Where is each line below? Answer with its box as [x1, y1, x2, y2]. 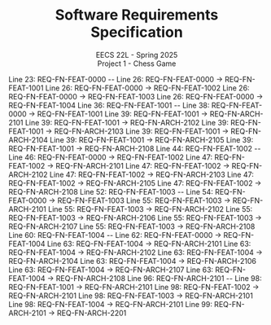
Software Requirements [55, 6, 219, 24]
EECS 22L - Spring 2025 [95, 50, 178, 59]
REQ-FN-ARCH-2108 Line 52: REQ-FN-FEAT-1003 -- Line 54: [8, 187, 214, 196]
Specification [90, 23, 183, 42]
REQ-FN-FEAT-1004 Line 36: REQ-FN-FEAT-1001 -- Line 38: [8, 100, 210, 110]
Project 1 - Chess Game [97, 59, 177, 68]
